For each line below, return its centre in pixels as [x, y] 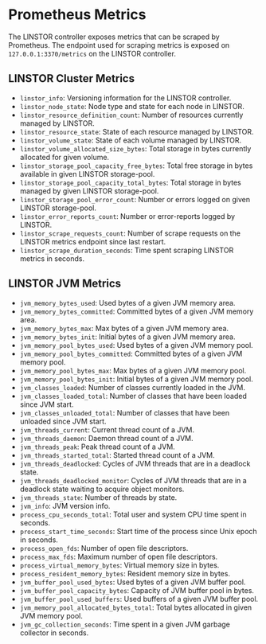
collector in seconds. [54, 632]
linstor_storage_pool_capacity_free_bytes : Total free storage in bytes [136, 166]
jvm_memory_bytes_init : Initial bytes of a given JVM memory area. [127, 337]
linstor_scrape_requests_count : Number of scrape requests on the [130, 233]
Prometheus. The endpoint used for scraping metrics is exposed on [119, 45]
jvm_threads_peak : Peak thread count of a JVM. [97, 447]
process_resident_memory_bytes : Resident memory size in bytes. [125, 573]
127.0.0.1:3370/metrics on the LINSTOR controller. [92, 53]
